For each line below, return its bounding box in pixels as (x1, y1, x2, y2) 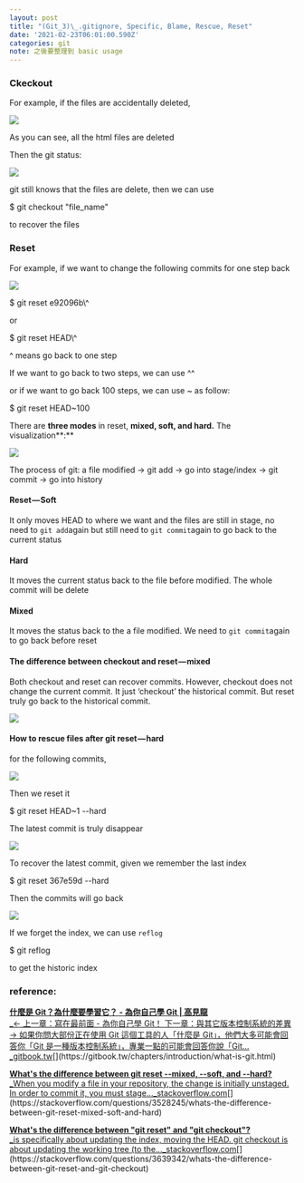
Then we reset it (9, 788, 71, 799)
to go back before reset (9, 635, 98, 646)
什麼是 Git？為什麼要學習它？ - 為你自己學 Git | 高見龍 (9, 1007, 208, 1018)
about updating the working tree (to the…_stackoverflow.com (9, 1144, 237, 1155)
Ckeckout (9, 77, 52, 90)
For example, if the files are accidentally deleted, (9, 97, 191, 109)
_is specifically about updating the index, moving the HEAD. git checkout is (9, 1134, 289, 1145)
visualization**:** (9, 430, 74, 441)
